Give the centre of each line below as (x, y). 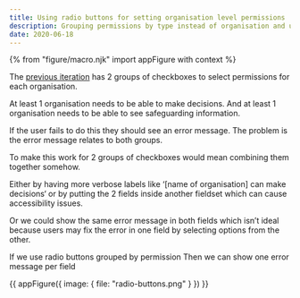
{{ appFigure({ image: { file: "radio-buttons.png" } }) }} (109, 284)
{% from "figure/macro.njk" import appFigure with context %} (123, 60)
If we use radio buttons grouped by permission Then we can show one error (150, 257)
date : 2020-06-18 (42, 34)
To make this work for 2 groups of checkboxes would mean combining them (150, 158)
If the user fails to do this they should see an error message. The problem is (149, 131)
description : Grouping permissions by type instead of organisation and (147, 26)
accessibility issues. (46, 203)
